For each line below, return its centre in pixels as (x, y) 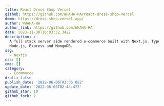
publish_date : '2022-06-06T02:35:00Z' (44, 82)
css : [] (13, 60)
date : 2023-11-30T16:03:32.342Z (38, 32)
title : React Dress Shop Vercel (38, 10)
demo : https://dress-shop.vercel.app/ (44, 19)
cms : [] (13, 64)
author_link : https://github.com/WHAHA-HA (49, 28)
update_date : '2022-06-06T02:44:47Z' (43, 87)
